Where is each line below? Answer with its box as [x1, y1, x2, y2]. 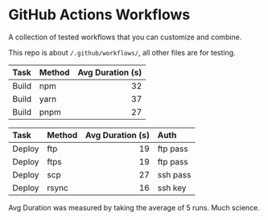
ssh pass [157, 169, 192, 180]
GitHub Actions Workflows [8, 6, 191, 24]
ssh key [157, 182, 187, 194]
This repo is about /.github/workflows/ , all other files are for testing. [8, 47, 236, 57]
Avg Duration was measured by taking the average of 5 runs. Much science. [8, 202, 260, 212]
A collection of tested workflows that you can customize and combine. [8, 32, 242, 42]
